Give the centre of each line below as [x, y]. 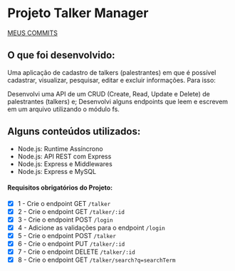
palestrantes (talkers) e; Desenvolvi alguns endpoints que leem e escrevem [118, 101]
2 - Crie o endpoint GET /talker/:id [71, 211]
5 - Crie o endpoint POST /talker [67, 236]
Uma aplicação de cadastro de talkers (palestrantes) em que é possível [112, 72]
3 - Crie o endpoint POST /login [65, 220]
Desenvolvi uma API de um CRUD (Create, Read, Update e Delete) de [109, 93]
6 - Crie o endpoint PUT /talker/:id [71, 244]
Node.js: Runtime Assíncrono [60, 148]
